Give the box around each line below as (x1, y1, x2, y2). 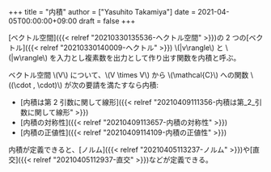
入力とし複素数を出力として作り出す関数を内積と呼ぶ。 (56, 53, 241, 62)
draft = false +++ (78, 16, 136, 26)
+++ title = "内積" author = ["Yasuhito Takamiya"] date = (8, 7, 197, 16)
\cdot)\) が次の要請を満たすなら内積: (36, 80, 159, 90)
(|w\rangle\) (8, 53, 49, 62)
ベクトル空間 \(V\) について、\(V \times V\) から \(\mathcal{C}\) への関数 (8, 70, 249, 79)
